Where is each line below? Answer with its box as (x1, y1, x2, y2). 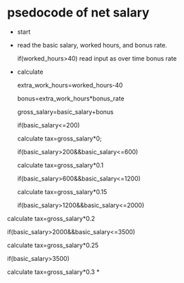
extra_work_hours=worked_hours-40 (17, 81, 123, 89)
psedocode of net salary (7, 5, 150, 21)
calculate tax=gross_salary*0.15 (17, 187, 108, 196)
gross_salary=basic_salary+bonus (17, 107, 114, 116)
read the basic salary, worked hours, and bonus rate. (17, 41, 167, 49)
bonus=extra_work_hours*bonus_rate (17, 94, 125, 103)
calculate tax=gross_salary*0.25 (7, 241, 99, 249)
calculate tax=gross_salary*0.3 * (7, 267, 100, 276)
